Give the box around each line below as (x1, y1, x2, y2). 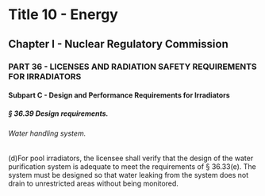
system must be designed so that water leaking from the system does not (8, 170, 249, 179)
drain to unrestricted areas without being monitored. (8, 179, 179, 188)
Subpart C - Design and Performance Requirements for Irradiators (8, 90, 230, 100)
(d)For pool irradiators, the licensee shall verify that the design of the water (8, 153, 254, 163)
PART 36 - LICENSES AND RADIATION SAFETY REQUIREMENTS (8, 61, 258, 72)
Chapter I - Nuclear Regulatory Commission (8, 37, 229, 51)
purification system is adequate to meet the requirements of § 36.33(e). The (8, 161, 256, 171)
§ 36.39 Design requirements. (8, 109, 109, 118)
